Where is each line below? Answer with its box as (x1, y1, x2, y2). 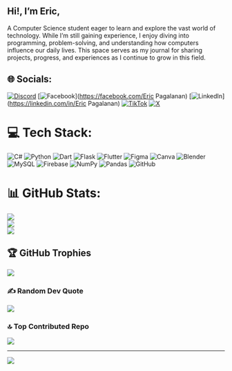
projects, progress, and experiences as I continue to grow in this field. (7, 53, 206, 62)
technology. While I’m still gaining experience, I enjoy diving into (7, 31, 190, 39)
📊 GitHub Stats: (7, 185, 101, 201)
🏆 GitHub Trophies (7, 247, 92, 259)
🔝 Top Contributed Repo (7, 321, 90, 331)
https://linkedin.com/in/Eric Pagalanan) (9, 99, 121, 107)
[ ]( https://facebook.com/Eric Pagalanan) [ (37, 91, 192, 100)
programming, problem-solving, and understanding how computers (7, 38, 199, 47)
